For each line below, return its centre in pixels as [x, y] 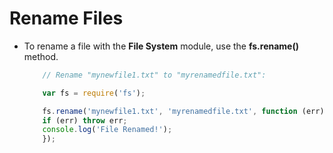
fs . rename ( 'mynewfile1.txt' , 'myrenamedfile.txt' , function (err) [183, 111]
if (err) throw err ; [85, 120]
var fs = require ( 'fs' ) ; [94, 93]
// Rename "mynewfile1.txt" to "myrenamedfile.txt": [154, 75]
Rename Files [66, 18]
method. [41, 56]
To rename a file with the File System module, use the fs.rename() [161, 46]
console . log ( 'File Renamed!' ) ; [107, 130]
